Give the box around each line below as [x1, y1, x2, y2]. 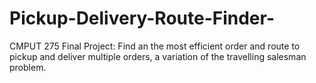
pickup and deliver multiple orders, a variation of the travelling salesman [9, 50, 307, 62]
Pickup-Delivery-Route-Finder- [9, 7, 276, 30]
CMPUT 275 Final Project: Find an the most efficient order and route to [9, 40, 301, 52]
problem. [9, 61, 47, 73]
